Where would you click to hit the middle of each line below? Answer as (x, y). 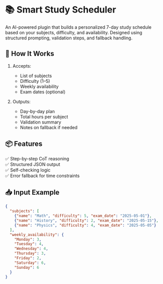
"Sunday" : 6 (27, 267)
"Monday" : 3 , (28, 239)
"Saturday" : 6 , (30, 263)
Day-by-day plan (37, 111)
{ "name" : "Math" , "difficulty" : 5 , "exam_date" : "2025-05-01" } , (83, 216)
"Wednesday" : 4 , (31, 249)
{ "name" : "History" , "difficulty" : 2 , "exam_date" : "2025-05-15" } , (86, 220)
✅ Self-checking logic (28, 170)
